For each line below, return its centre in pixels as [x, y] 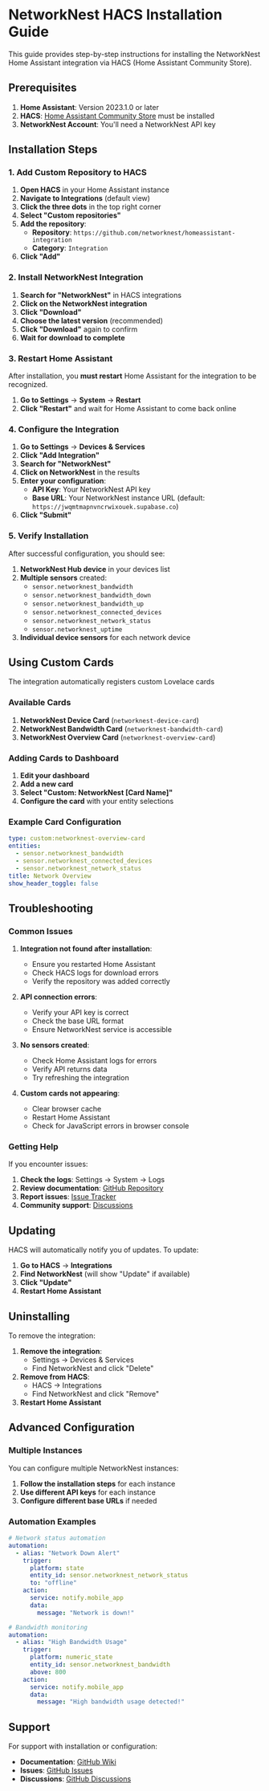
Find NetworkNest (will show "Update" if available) [105, 1274]
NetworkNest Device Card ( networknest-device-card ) [109, 720]
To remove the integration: [52, 1336]
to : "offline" [53, 1583]
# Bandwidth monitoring [48, 1627]
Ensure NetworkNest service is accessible [102, 1030]
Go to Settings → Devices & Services [83, 447]
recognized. [28, 385]
